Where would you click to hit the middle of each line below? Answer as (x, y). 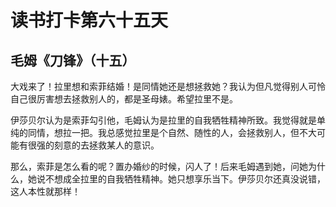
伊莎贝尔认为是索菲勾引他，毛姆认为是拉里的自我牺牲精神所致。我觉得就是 (163, 120)
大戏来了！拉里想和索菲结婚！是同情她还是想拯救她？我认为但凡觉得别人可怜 (168, 86)
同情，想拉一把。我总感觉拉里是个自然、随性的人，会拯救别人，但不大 (172, 132)
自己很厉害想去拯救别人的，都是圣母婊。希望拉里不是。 (124, 99)
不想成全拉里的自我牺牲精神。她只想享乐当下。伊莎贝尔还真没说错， (185, 179)
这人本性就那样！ (45, 191)
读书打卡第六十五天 (89, 20)
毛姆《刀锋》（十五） (73, 60)
